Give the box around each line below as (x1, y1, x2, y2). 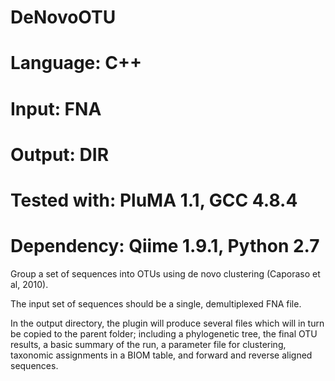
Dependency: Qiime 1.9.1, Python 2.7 (10, 235, 320, 258)
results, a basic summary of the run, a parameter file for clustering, (10, 338, 287, 350)
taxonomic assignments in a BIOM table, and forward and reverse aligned (10, 349, 313, 361)
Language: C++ (10, 52, 142, 75)
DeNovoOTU (10, 6, 117, 29)
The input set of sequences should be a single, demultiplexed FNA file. (10, 297, 302, 310)
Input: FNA (10, 97, 102, 120)
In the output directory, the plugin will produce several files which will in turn (10, 317, 325, 329)
